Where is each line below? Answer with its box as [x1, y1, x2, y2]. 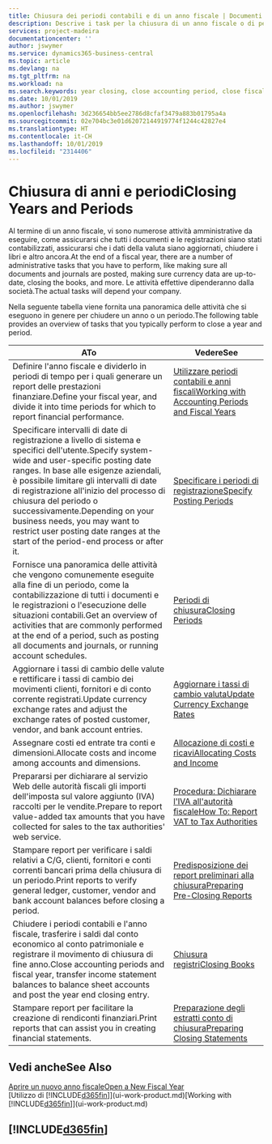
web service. [12, 831, 62, 843]
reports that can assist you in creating [12, 1023, 156, 1034]
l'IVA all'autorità [172, 796, 233, 807]
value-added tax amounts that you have [12, 811, 166, 823]
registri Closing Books [172, 959, 255, 970]
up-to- [234, 269, 257, 279]
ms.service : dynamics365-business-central [8, 49, 154, 57]
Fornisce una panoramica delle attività [12, 559, 158, 571]
